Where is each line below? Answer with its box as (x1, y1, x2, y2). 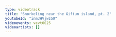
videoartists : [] (5, 25, 40, 30)
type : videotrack (5, 7, 40, 12)
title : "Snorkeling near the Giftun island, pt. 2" (5, 12, 112, 16)
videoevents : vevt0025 (5, 20, 51, 25)
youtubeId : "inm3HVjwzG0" (5, 16, 57, 21)
